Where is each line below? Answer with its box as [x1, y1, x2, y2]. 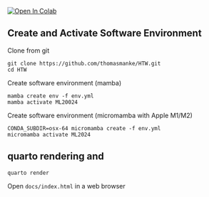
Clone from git [7, 46, 50, 55]
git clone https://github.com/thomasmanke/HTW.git [7, 60, 161, 67]
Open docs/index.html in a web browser [7, 181, 126, 190]
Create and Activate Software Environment [7, 27, 202, 39]
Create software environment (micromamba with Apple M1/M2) [7, 111, 193, 119]
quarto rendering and [7, 150, 105, 163]
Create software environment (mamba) [7, 78, 122, 87]
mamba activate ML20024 [7, 98, 78, 106]
